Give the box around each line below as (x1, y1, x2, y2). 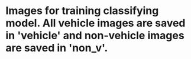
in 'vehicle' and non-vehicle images (5, 29, 184, 42)
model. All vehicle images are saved (5, 16, 186, 30)
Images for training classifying (5, 4, 159, 18)
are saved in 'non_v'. (5, 41, 108, 55)
